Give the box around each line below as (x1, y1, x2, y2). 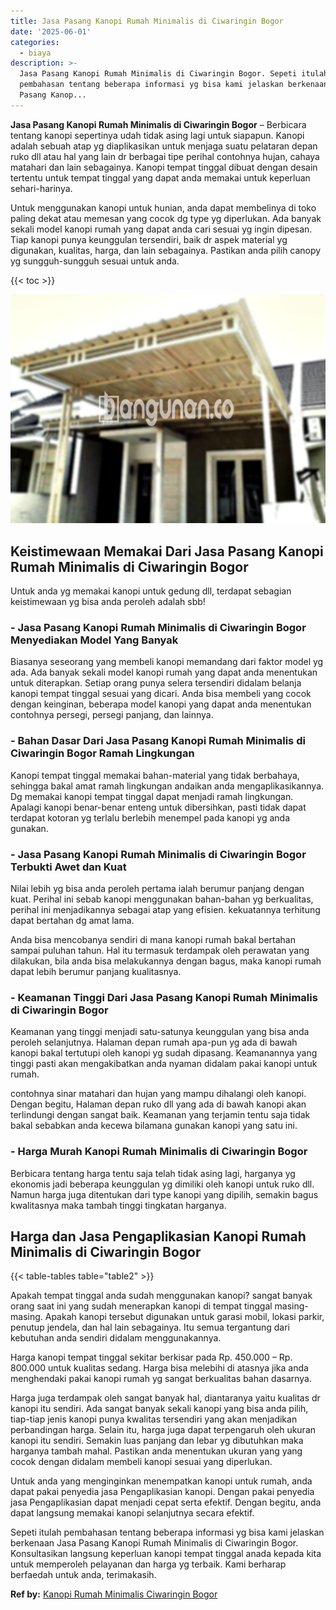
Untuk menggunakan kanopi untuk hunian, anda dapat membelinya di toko (10, 201, 317, 214)
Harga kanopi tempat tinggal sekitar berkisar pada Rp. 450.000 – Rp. (10, 1351, 293, 1364)
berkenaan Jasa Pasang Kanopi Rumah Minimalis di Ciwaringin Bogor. (10, 1537, 299, 1549)
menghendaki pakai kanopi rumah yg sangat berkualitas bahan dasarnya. (10, 1373, 313, 1385)
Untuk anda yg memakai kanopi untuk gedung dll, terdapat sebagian (10, 585, 292, 597)
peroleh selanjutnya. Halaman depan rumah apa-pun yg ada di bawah (10, 1036, 298, 1049)
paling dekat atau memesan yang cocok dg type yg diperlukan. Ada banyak (10, 212, 322, 224)
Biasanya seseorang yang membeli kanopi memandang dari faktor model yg (10, 656, 324, 668)
